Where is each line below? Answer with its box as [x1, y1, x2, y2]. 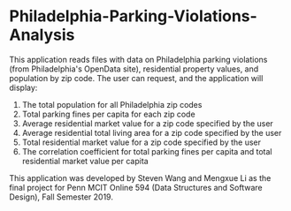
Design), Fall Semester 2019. [9, 192, 113, 202]
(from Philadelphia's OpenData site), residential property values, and [9, 64, 259, 74]
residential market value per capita [21, 155, 149, 166]
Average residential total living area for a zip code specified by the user [21, 127, 282, 138]
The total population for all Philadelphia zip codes [21, 99, 203, 109]
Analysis [9, 25, 75, 45]
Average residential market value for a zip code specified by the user [21, 117, 274, 129]
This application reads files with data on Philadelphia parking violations [9, 54, 268, 64]
